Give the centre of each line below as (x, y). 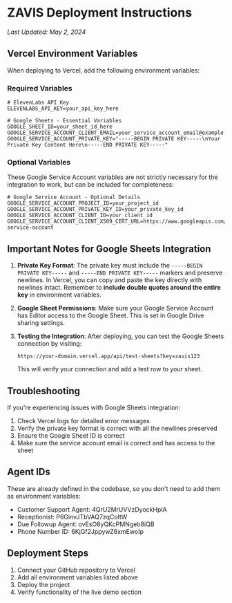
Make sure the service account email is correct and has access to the (116, 443)
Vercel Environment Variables (72, 54)
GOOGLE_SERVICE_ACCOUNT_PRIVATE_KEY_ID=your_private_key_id (96, 210)
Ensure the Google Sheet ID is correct (71, 435)
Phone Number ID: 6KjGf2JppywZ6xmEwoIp (80, 531)
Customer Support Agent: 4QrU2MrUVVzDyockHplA (92, 509)
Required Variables (40, 88)
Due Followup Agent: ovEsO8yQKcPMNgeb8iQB (86, 524)
